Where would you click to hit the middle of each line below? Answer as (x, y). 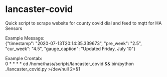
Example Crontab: (24, 58)
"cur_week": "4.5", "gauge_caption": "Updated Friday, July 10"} (70, 48)
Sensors (14, 28)
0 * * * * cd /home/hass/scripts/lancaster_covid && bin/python (70, 63)
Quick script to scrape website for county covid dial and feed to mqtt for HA (83, 23)
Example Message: (25, 38)
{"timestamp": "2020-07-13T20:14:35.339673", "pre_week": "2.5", (73, 43)
